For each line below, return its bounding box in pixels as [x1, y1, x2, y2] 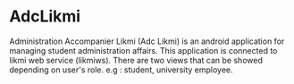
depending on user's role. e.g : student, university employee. [9, 64, 234, 75]
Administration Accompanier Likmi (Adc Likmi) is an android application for [9, 36, 285, 46]
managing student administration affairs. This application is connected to [9, 45, 278, 55]
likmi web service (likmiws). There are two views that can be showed [9, 55, 264, 65]
